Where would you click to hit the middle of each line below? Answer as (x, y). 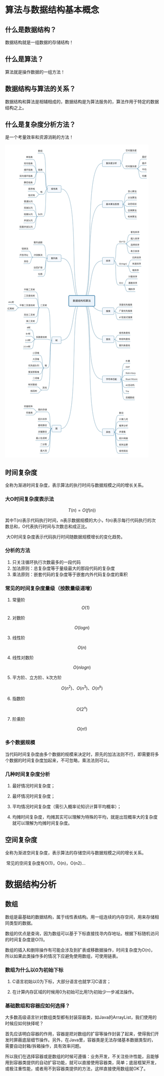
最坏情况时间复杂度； (33, 796)
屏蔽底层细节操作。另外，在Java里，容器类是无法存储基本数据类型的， (85, 1040)
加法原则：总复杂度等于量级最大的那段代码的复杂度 (63, 568)
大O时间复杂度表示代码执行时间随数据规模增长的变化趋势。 (66, 537)
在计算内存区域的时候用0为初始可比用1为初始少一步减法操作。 (74, 992)
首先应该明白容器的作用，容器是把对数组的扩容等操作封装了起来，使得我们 (80, 1034)
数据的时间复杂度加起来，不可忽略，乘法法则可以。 (61, 760)
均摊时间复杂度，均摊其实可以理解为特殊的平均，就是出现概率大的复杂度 (85, 817)
